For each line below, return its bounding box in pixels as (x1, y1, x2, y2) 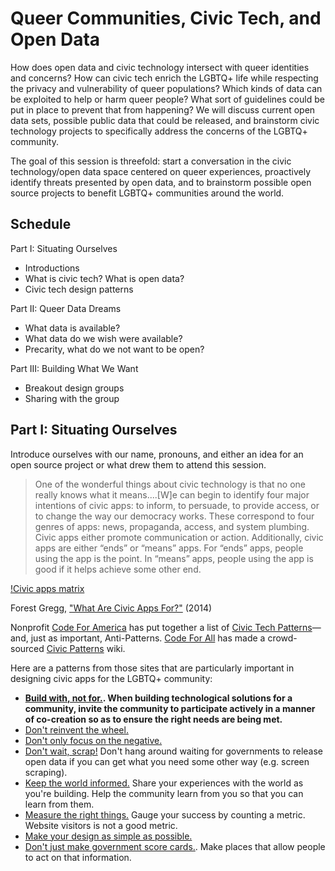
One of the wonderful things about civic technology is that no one (34, 478, 306, 490)
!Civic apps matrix (10, 582, 85, 594)
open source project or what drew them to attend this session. (10, 458, 267, 471)
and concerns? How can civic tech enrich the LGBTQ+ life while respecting (10, 72, 319, 84)
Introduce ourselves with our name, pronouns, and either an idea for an (10, 448, 304, 460)
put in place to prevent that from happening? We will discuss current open (10, 103, 316, 116)
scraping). (24, 766, 68, 778)
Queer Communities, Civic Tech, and (10, 7, 322, 30)
